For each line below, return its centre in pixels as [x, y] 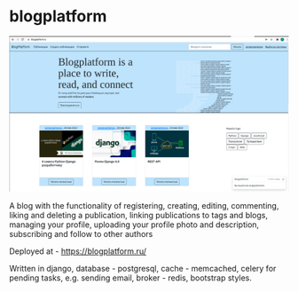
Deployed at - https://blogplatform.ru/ [78, 251]
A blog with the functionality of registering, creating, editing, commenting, [144, 205]
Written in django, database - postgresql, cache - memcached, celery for [143, 268]
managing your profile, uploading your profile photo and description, [134, 225]
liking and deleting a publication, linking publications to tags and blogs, [139, 215]
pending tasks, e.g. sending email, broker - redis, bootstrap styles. [131, 278]
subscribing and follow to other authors [81, 233]
